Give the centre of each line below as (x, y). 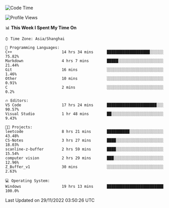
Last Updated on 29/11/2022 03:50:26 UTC (50, 200)
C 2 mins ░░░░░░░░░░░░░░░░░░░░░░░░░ (84, 87)
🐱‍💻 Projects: (19, 127)
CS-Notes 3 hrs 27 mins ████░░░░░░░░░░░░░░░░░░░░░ (84, 140)
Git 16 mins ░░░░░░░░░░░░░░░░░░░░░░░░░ (84, 70)
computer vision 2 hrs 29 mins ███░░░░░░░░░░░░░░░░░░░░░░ (84, 158)
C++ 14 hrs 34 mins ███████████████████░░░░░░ (84, 52)
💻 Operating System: (28, 181)
